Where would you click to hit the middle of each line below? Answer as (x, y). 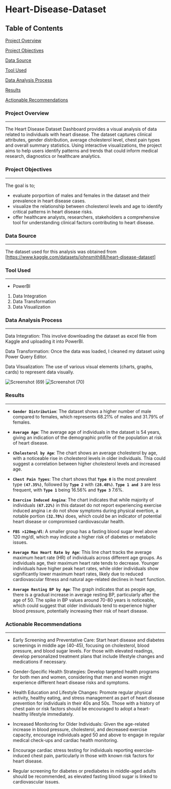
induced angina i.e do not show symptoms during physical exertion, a (85, 510)
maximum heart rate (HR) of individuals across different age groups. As (87, 558)
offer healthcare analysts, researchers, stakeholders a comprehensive (86, 217)
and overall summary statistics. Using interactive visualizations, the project (83, 145)
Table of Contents (34, 28)
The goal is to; (20, 185)
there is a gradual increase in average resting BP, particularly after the (86, 594)
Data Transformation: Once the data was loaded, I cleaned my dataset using (85, 352)
